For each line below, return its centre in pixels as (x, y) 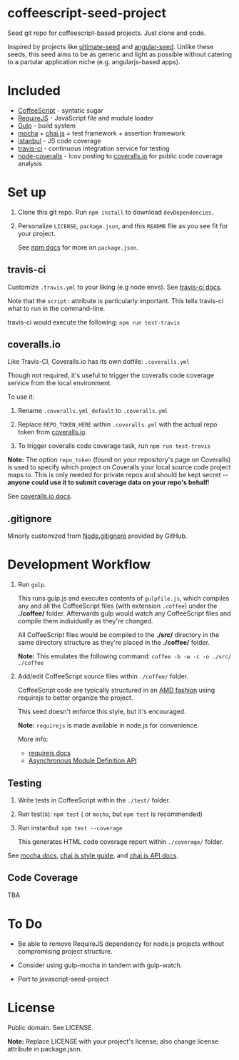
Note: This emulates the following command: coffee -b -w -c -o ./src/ (124, 656)
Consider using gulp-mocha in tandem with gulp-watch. (100, 965)
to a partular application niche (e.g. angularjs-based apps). (94, 61)
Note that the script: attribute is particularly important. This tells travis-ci (116, 300)
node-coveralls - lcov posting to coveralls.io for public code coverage (120, 156)
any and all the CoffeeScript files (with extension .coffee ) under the (117, 606)
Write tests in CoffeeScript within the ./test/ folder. (94, 800)
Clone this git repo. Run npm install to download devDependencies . (116, 212)
